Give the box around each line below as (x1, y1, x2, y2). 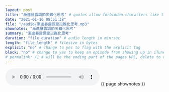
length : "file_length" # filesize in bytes (5, 40, 98, 45)
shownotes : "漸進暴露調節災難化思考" (5, 26, 76, 31)
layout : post (5, 7, 33, 13)
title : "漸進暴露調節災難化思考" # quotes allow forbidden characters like (5, 12, 159, 17)
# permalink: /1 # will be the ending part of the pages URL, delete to (5, 54, 161, 60)
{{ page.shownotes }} (100, 81, 145, 87)
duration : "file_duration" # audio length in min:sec (5, 36, 121, 41)
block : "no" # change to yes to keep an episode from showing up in (5, 50, 152, 55)
